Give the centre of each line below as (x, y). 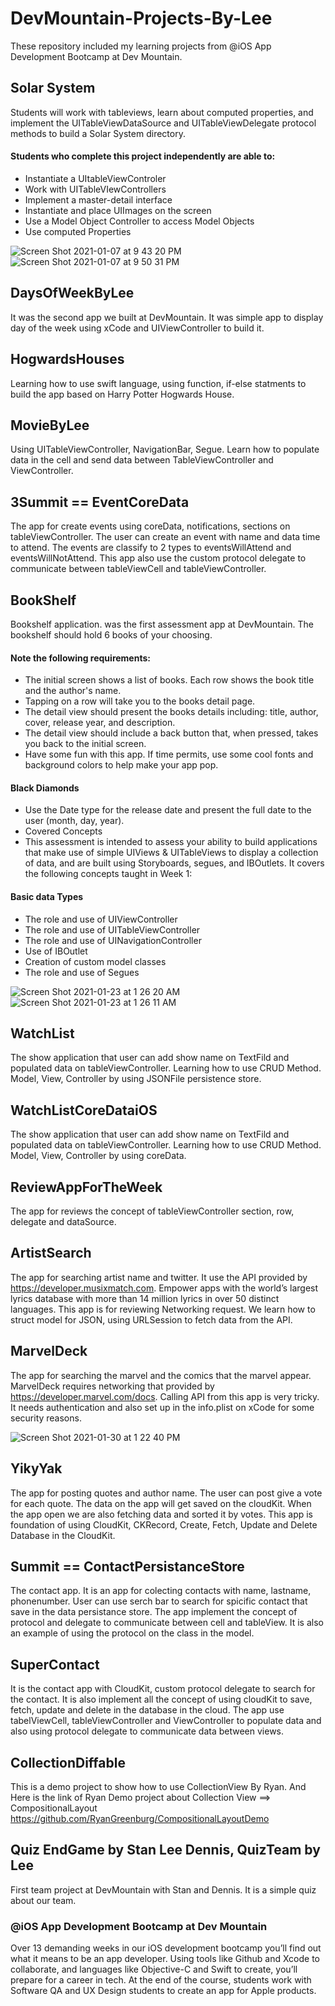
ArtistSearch (51, 1253)
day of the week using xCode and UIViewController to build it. (137, 328)
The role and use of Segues (82, 972)
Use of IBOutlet (56, 951)
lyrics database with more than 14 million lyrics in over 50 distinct (145, 1298)
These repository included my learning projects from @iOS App (141, 46)
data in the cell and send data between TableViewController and (142, 460)
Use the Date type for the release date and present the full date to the (168, 810)
